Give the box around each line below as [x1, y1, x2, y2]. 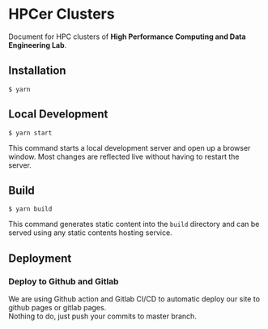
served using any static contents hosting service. [8, 228, 172, 237]
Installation [8, 64, 66, 78]
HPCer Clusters [8, 5, 115, 23]
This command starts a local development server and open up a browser [8, 143, 251, 152]
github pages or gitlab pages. [8, 303, 107, 313]
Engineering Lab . [8, 40, 67, 49]
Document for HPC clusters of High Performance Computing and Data [8, 32, 246, 41]
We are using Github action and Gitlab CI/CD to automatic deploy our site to [8, 294, 261, 304]
